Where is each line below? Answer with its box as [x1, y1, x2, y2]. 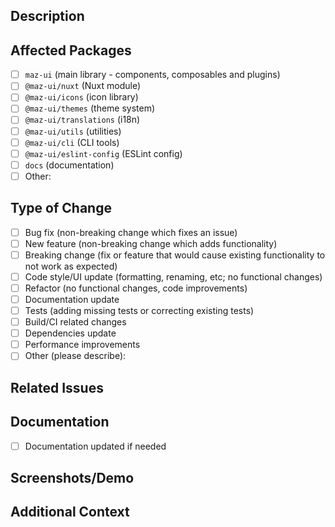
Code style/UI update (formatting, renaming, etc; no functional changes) [24, 270, 323, 283]
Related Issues [10, 379, 104, 396]
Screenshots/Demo [10, 469, 135, 486]
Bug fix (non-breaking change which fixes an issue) [24, 226, 238, 238]
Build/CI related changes [24, 316, 127, 328]
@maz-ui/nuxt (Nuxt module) [24, 80, 142, 92]
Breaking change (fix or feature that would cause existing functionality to [24, 249, 326, 261]
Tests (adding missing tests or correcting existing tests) [24, 305, 255, 317]
